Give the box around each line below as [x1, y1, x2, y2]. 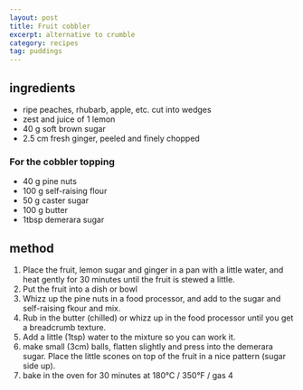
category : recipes [9, 38, 79, 48]
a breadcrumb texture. [22, 322, 107, 333]
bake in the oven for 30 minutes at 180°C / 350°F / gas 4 [22, 370, 233, 381]
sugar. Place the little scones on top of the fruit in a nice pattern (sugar [22, 351, 287, 362]
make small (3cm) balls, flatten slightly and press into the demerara [22, 341, 274, 352]
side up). [22, 360, 56, 371]
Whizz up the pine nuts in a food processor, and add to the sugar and [22, 293, 281, 304]
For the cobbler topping [9, 155, 115, 168]
